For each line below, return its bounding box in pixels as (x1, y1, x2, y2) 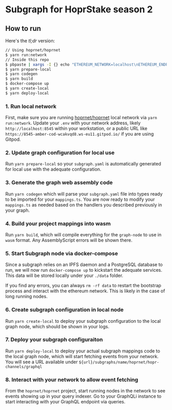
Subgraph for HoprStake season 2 (5, 4, 153, 15)
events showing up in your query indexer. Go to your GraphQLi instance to (5, 393, 162, 399)
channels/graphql (5, 364, 42, 369)
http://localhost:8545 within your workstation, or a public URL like (5, 125, 147, 132)
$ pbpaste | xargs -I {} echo (5, 62, 70, 67)
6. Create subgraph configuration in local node (5, 306, 124, 313)
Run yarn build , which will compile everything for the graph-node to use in (5, 231, 162, 237)
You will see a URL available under (5, 359, 78, 365)
